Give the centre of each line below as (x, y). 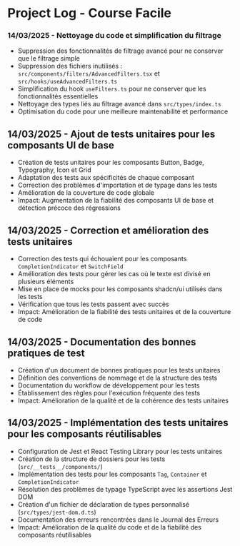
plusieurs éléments (46, 282)
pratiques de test (46, 353)
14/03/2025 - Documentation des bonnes (102, 342)
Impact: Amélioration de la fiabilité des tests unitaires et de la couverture (124, 312)
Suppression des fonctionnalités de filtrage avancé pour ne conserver (120, 51)
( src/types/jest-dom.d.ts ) (57, 512)
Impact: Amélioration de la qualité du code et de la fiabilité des (110, 527)
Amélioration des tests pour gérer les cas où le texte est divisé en (114, 274)
